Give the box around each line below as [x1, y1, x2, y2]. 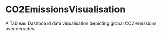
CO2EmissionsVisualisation [5, 4, 126, 15]
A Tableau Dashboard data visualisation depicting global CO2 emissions [5, 20, 157, 26]
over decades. [5, 25, 36, 31]
